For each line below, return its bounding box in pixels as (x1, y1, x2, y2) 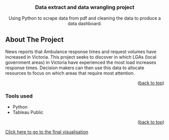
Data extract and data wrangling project (35, 4, 135, 11)
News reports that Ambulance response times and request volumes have (5, 49, 157, 55)
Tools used (5, 92, 33, 100)
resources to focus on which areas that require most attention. (5, 70, 135, 76)
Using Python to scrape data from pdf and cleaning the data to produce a (8, 15, 161, 21)
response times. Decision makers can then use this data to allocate (5, 65, 145, 71)
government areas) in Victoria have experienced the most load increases (5, 60, 156, 66)
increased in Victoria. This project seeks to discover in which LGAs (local (5, 54, 156, 60)
